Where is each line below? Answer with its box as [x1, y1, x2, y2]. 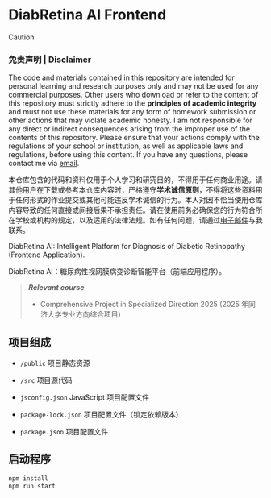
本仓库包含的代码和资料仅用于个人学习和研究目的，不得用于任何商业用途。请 [8, 175, 263, 185]
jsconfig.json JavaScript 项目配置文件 [19, 392, 149, 402]
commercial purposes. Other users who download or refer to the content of [8, 90, 259, 100]
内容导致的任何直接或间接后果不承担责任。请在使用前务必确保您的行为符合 [8, 205, 256, 215]
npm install [8, 474, 48, 483]
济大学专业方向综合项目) [40, 309, 121, 319]
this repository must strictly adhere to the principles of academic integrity [8, 98, 257, 108]
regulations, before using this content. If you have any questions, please [8, 150, 248, 160]
